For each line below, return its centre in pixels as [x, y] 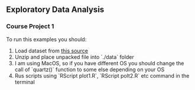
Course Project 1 [30, 26]
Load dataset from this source [51, 51]
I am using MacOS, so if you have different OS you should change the [99, 63]
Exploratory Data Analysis [55, 10]
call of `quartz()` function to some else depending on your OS [90, 69]
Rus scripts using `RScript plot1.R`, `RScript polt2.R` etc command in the [102, 75]
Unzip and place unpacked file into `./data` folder [74, 57]
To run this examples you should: [46, 39]
